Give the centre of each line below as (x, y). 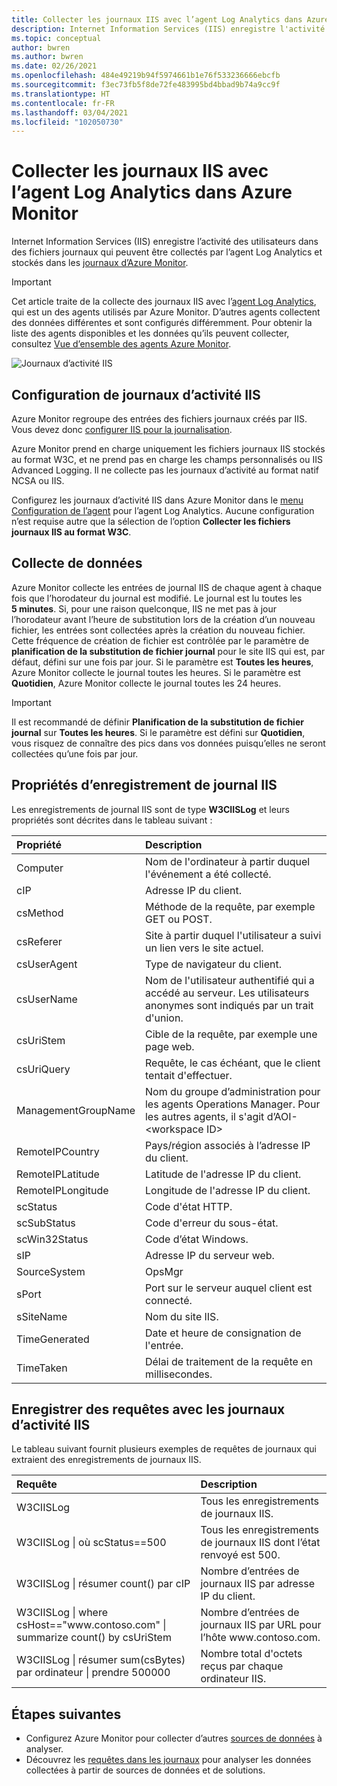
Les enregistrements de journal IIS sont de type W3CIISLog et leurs (150, 809)
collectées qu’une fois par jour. (75, 753)
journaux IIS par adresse (258, 1584)
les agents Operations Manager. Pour (232, 1104)
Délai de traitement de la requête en (228, 1361)
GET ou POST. (178, 919)
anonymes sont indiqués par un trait (229, 1005)
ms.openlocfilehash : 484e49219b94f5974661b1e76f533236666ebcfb (146, 76)
